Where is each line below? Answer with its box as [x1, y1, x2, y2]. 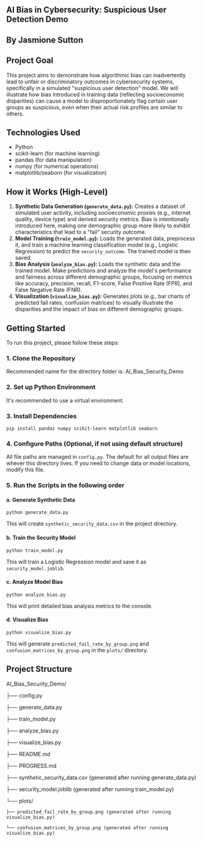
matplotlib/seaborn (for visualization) [14, 169, 107, 176]
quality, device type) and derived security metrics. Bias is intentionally [14, 216, 189, 223]
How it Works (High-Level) [6, 187, 109, 197]
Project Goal [6, 56, 54, 66]
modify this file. [6, 466, 45, 473]
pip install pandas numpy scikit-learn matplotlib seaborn [6, 426, 158, 432]
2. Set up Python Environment [6, 383, 96, 392]
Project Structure [6, 664, 72, 675]
